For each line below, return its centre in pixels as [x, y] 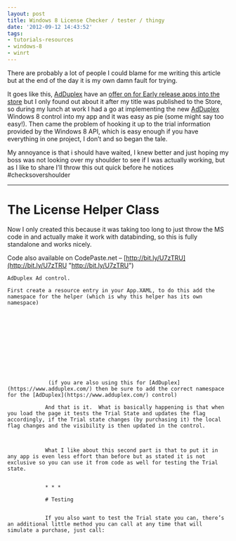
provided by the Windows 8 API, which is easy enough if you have [103, 131]
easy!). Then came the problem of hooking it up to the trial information [109, 124]
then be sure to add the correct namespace [160, 389]
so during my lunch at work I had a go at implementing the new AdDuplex [113, 109]
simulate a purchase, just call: [56, 530]
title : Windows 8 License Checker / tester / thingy [86, 20]
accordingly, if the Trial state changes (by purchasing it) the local [114, 419]
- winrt [19, 53]
